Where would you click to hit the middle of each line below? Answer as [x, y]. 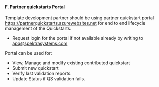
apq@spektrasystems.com [40, 44]
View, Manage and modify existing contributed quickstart [71, 63]
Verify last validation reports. [42, 74]
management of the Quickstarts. [38, 29]
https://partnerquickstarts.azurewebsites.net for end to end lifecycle [75, 23]
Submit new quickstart [35, 68]
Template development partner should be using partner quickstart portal [80, 18]
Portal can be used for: [29, 53]
